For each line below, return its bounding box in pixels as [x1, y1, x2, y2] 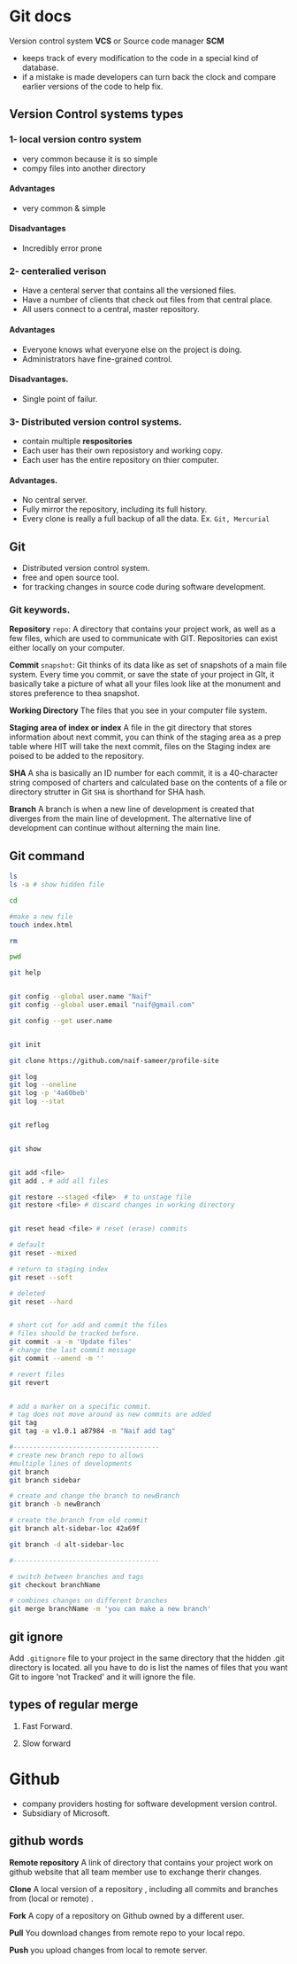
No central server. [21, 495, 88, 505]
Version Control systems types [9, 106, 184, 121]
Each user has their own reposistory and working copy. [21, 445, 224, 456]
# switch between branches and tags [9, 1572, 144, 1581]
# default [9, 1240, 46, 1249]
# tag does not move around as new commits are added [9, 1410, 212, 1420]
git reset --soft [9, 1272, 73, 1282]
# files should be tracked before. [9, 1329, 141, 1338]
